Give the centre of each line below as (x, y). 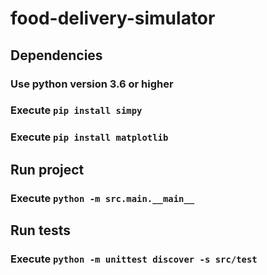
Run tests (40, 230)
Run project (47, 169)
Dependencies (56, 55)
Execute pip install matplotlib (89, 137)
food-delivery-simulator (113, 18)
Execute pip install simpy (76, 110)
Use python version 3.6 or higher (92, 84)
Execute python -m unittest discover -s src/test (134, 259)
